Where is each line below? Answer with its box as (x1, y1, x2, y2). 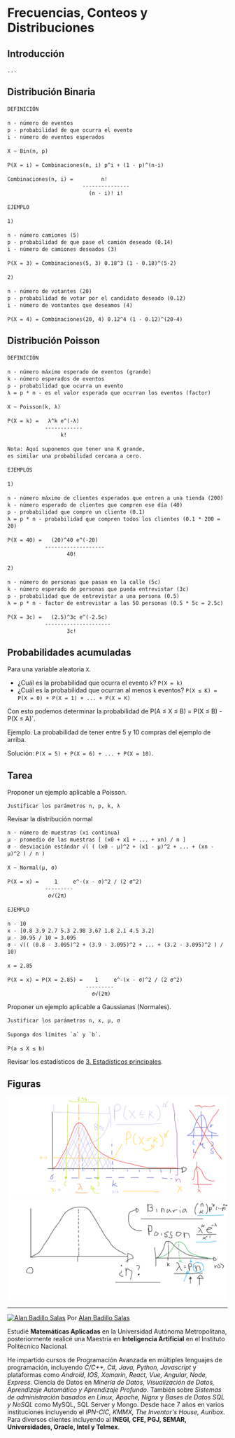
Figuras (7, 1078, 41, 1090)
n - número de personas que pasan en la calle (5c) (7, 578, 161, 586)
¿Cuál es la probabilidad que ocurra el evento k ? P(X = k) (17, 678, 183, 687)
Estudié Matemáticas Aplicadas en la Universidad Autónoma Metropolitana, (7, 1327, 227, 1336)
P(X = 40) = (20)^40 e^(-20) (7, 536, 99, 544)
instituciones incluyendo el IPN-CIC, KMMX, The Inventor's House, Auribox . (7, 1407, 225, 1416)
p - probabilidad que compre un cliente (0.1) (7, 508, 145, 516)
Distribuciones (7, 20, 94, 36)
